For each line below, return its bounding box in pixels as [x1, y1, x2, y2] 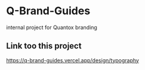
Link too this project [6, 41, 82, 51]
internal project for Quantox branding [6, 24, 97, 31]
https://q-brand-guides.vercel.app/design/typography [6, 56, 139, 63]
